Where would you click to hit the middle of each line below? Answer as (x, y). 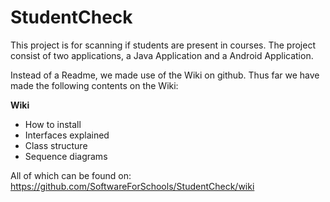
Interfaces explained (67, 135)
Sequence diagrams (66, 156)
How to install (53, 124)
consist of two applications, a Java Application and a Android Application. (162, 55)
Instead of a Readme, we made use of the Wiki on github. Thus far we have (165, 75)
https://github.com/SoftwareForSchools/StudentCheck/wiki (132, 186)
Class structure (56, 145)
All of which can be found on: (71, 175)
